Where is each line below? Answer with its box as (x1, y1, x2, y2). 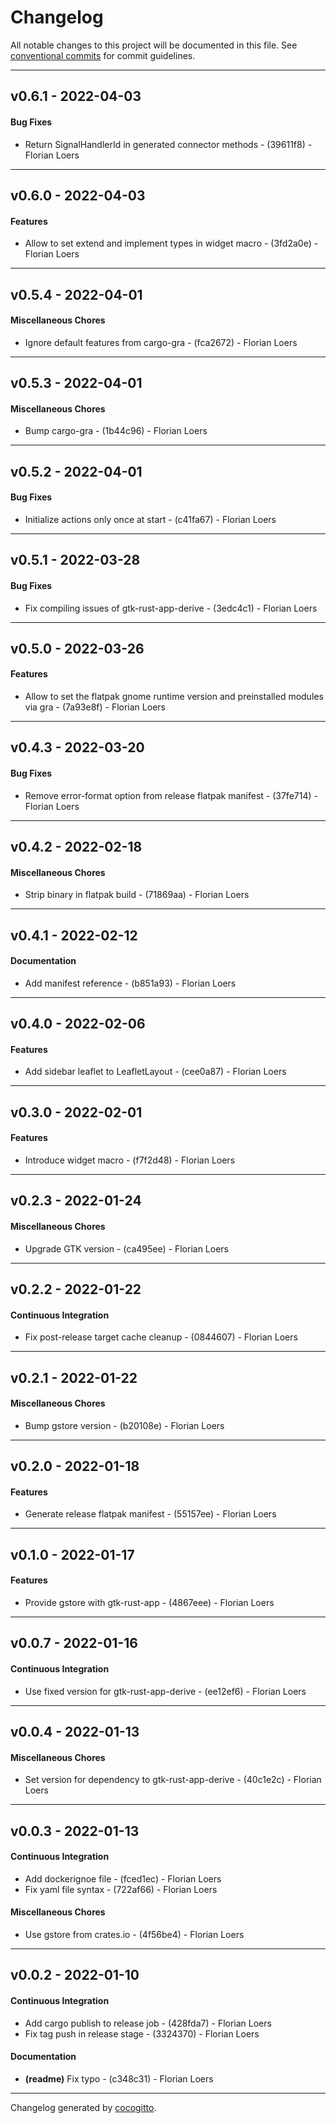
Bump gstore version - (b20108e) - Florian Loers (24, 1419, 225, 1431)
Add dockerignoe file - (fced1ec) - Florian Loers (24, 1872, 222, 1885)
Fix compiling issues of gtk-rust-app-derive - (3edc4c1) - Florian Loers (24, 602, 318, 614)
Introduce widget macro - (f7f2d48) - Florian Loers (24, 1154, 236, 1166)
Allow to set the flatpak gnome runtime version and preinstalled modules (24, 691, 324, 703)
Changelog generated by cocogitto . (10, 2101, 157, 2113)
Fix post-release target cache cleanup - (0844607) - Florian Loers (24, 1331, 298, 1343)
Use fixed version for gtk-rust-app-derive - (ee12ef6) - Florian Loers (24, 1685, 307, 1697)
